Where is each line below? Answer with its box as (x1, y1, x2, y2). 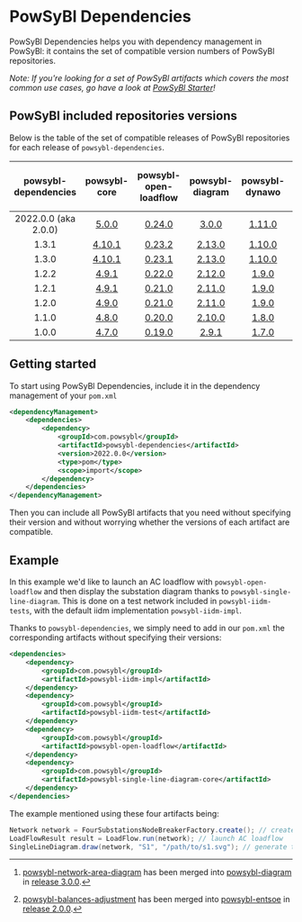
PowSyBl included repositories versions (9, 108, 238, 123)
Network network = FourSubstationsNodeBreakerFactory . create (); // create (9, 826, 296, 835)
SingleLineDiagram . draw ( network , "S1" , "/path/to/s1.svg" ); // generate (9, 842, 288, 852)
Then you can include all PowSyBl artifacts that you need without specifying (9, 507, 291, 519)
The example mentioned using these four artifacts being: (9, 808, 220, 818)
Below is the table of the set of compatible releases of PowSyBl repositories (9, 132, 290, 143)
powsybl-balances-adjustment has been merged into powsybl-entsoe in (22, 894, 290, 905)
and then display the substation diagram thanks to (43, 586, 229, 596)
